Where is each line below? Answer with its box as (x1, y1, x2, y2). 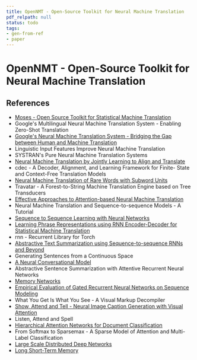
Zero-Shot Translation (14, 126, 69, 133)
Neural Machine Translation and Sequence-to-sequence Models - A (14, 202, 182, 209)
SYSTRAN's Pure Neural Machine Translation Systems (14, 152, 148, 158)
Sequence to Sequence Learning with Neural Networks (14, 215, 150, 221)
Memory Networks (14, 278, 61, 285)
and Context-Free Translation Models (14, 170, 106, 177)
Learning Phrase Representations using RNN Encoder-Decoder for (14, 221, 177, 228)
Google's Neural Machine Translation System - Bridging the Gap (14, 133, 172, 139)
